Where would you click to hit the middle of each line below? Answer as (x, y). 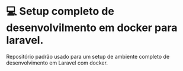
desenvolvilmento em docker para (92, 28)
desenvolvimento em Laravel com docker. (57, 63)
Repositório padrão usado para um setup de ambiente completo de (88, 56)
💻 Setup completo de (60, 11)
